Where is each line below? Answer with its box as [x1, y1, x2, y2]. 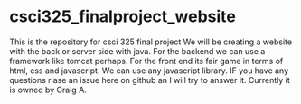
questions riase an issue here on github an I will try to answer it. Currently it [9, 74, 291, 85]
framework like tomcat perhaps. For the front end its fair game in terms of [9, 55, 284, 66]
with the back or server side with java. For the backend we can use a [9, 45, 266, 56]
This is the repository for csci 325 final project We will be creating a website [9, 36, 292, 47]
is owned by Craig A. [9, 84, 88, 95]
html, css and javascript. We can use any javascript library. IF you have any [9, 65, 289, 76]
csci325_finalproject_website [9, 6, 237, 27]
